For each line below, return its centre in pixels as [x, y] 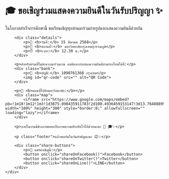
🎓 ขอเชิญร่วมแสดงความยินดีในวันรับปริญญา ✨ [84, 11]
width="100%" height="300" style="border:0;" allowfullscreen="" [75, 108]
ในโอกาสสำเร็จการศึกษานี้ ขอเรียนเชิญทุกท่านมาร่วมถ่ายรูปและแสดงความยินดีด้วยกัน [74, 28]
